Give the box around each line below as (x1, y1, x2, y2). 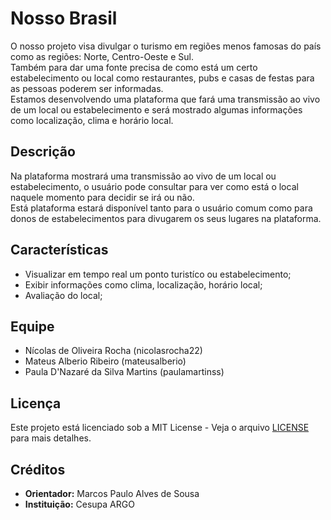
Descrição (10, 143, 76, 161)
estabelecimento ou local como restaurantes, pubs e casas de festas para (10, 72, 315, 84)
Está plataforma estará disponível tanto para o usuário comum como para (10, 202, 313, 214)
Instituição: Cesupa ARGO (24, 498, 135, 510)
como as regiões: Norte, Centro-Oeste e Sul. (10, 50, 194, 62)
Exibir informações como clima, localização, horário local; (24, 278, 263, 291)
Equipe (10, 318, 55, 335)
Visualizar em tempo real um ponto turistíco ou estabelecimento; (24, 268, 292, 280)
